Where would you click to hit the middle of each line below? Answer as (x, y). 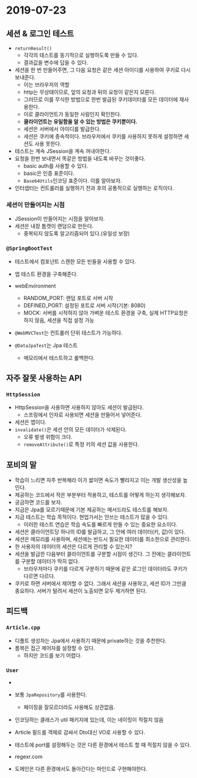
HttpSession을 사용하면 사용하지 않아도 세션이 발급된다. (79, 408)
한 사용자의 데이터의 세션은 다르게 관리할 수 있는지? (73, 546)
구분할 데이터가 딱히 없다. (50, 561)
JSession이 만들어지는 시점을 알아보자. (60, 219)
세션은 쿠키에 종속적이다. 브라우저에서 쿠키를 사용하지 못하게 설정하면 (103, 136)
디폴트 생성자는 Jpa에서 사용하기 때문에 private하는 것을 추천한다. (91, 640)
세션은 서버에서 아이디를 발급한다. (62, 129)
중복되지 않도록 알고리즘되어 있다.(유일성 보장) (77, 233)
